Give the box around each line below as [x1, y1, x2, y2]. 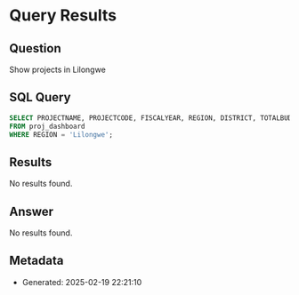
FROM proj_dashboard [9, 122, 86, 131]
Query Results [9, 5, 117, 26]
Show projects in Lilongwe [9, 64, 107, 75]
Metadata [9, 253, 64, 268]
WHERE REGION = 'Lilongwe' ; [9, 130, 114, 139]
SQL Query [9, 90, 71, 105]
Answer [9, 203, 54, 219]
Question [9, 41, 61, 56]
